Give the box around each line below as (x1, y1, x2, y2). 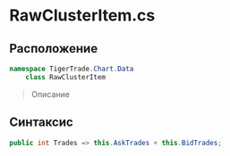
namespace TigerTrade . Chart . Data (9, 64, 134, 73)
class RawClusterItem (25, 72, 106, 81)
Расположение (9, 41, 98, 56)
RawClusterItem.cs (9, 5, 156, 26)
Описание (30, 88, 70, 99)
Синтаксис (9, 115, 73, 130)
